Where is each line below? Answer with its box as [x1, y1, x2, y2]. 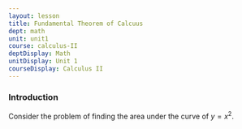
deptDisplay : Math [8, 49, 71, 58]
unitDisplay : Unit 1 [8, 58, 79, 66]
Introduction [8, 91, 58, 102]
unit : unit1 [8, 34, 49, 43]
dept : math [8, 27, 45, 35]
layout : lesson [8, 11, 60, 20]
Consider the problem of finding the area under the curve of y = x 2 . [8, 110, 234, 121]
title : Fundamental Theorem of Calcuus [8, 19, 144, 28]
